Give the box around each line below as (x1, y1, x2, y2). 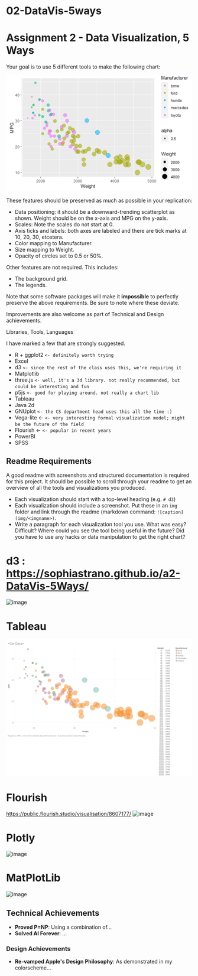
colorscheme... (14, 964, 51, 971)
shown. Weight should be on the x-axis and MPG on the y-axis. (14, 214, 168, 222)
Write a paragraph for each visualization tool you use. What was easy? (14, 521, 187, 528)
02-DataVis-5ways (6, 4, 102, 18)
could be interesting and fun (14, 383, 90, 389)
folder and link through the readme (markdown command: (14, 508, 156, 515)
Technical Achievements (6, 908, 99, 918)
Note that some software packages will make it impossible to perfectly (6, 292, 179, 300)
